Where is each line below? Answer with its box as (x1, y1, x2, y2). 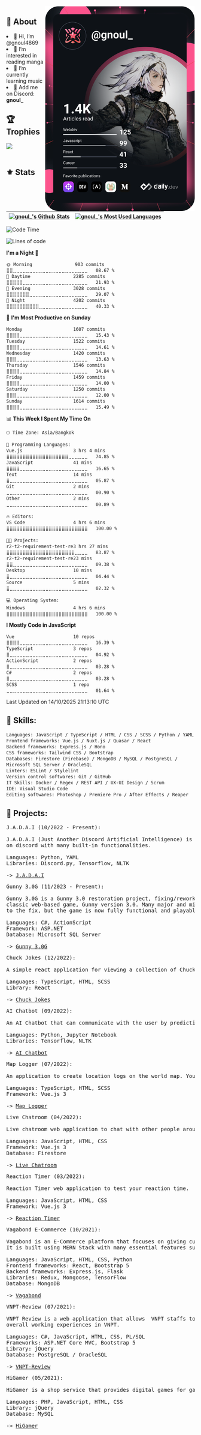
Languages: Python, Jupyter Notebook (6, 1032, 117, 1038)
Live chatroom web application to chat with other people (6, 1126, 180, 1133)
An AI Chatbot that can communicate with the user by (6, 1020, 167, 1026)
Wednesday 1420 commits (6, 350, 106, 356)
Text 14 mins (6, 472, 93, 478)
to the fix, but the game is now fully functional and (6, 907, 170, 914)
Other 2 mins (6, 496, 90, 502)
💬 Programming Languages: (6, 442, 71, 448)
